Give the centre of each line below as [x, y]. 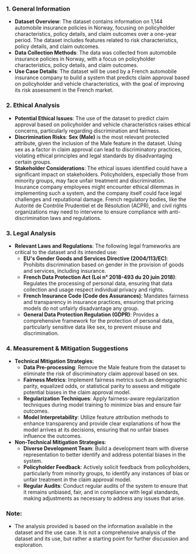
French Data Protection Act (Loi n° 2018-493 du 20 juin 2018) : [100, 277]
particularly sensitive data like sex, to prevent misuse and [92, 327]
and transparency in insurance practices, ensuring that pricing [98, 302]
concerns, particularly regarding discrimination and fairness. [87, 130]
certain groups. [33, 162]
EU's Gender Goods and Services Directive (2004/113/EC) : [96, 258]
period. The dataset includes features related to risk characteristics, [96, 40]
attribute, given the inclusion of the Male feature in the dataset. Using [98, 143]
